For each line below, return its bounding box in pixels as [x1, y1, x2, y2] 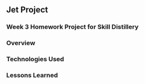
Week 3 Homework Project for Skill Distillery [6, 23, 139, 31]
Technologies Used [6, 55, 65, 64]
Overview [6, 39, 36, 47]
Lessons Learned [6, 71, 59, 80]
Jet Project [6, 5, 48, 15]
